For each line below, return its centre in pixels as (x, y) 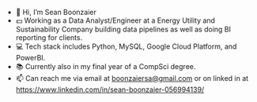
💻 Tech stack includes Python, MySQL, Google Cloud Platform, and (126, 46)
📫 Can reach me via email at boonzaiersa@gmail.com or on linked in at (132, 78)
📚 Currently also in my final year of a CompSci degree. (106, 66)
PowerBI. (30, 58)
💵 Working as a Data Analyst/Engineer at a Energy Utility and (115, 20)
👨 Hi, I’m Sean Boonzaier (56, 12)
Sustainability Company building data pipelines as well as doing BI (123, 29)
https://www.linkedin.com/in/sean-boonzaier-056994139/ (110, 89)
